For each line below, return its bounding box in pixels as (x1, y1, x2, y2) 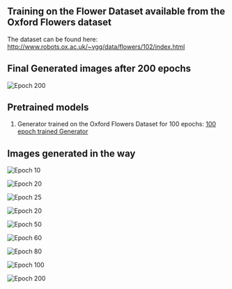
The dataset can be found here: (7, 35, 98, 43)
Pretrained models (7, 101, 89, 114)
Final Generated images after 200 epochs (7, 63, 192, 75)
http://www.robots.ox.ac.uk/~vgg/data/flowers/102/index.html (7, 42, 185, 51)
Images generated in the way (7, 147, 136, 159)
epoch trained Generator (17, 127, 88, 135)
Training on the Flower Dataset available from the (7, 6, 225, 17)
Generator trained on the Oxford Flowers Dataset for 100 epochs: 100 (17, 120, 217, 128)
